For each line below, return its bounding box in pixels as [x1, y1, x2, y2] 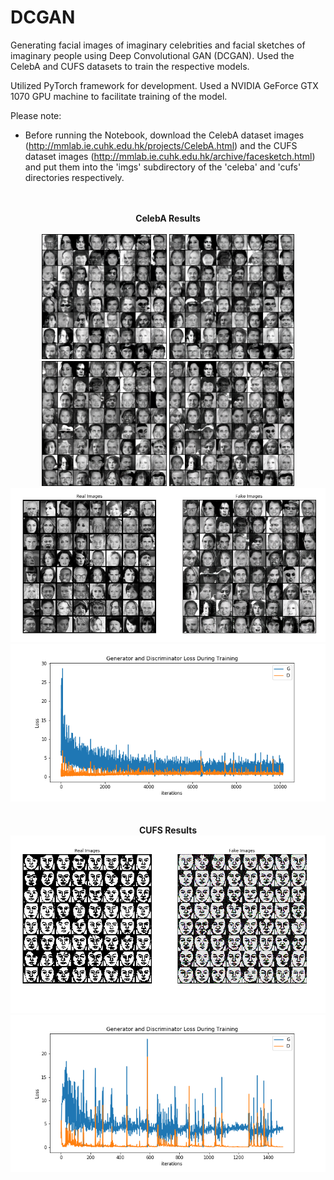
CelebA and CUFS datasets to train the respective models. [10, 60, 250, 72]
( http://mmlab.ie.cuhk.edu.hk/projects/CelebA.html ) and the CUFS [24, 139, 298, 151]
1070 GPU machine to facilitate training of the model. [10, 90, 228, 102]
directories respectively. [24, 171, 125, 183]
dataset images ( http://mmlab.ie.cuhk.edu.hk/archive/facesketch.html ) [24, 150, 316, 162]
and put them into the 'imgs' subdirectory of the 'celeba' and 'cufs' [24, 161, 302, 173]
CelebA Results [135, 212, 201, 224]
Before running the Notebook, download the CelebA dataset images [24, 129, 305, 141]
